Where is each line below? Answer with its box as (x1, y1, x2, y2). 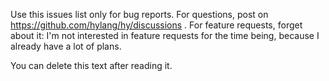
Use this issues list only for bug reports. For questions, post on (10, 9, 269, 20)
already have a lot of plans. (10, 40, 122, 52)
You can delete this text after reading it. (10, 60, 173, 71)
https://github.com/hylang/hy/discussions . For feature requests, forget (10, 19, 303, 31)
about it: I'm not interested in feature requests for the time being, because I (10, 30, 320, 41)
